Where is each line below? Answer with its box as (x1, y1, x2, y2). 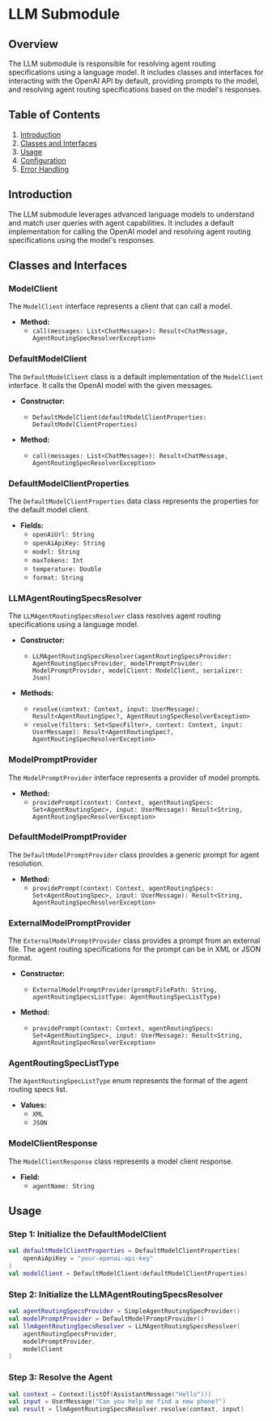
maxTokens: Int (32, 556, 83, 564)
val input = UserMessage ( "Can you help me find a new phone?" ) (8, 1397, 227, 1406)
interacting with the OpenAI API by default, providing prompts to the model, (8, 76, 260, 85)
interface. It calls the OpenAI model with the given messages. (8, 380, 213, 390)
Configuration (19, 155, 66, 165)
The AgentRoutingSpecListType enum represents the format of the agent (8, 1076, 249, 1086)
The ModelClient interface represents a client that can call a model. (8, 301, 232, 311)
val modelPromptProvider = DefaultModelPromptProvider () (8, 1315, 205, 1324)
